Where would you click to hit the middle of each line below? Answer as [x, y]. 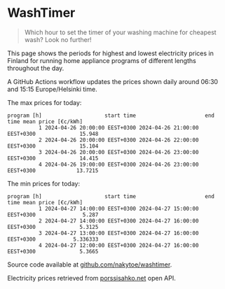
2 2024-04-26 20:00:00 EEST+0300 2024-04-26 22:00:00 [118, 140]
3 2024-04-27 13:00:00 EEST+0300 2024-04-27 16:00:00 [118, 233]
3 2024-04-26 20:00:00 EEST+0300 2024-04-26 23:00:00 [118, 152]
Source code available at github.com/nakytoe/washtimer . [90, 265]
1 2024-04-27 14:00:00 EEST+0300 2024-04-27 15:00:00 [118, 209]
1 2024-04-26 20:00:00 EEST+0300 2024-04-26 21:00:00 [118, 127]
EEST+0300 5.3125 [53, 227]
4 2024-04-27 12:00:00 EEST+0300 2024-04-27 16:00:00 [118, 245]
